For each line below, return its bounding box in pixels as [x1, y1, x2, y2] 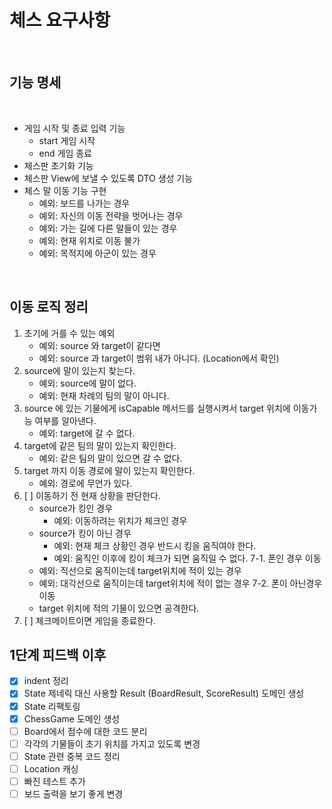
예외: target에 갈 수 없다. [38, 427, 136, 439]
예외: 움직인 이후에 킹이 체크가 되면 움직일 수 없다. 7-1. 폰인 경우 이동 [53, 552, 322, 564]
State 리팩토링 [23, 700, 81, 712]
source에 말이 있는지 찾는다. [23, 364, 136, 376]
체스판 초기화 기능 [23, 159, 94, 171]
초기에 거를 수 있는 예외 [23, 327, 116, 339]
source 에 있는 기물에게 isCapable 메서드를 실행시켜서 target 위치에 [23, 402, 291, 414]
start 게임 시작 [38, 134, 96, 146]
